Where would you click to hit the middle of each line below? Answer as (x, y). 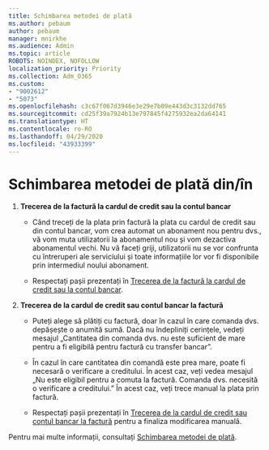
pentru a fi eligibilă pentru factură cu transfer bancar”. (122, 347)
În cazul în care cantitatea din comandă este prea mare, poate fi (139, 362)
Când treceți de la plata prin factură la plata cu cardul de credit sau (144, 222)
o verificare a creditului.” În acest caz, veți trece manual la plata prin (145, 388)
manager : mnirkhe (38, 39)
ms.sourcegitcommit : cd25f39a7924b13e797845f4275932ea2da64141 (117, 114)
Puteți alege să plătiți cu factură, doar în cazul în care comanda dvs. (145, 321)
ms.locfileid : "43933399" (52, 144)
